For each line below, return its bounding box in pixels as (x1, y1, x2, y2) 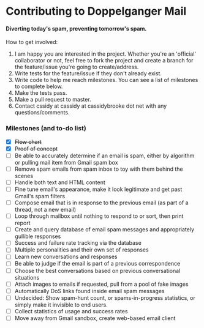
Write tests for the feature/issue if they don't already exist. (14, 70, 162, 77)
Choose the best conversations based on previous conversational (14, 267, 181, 274)
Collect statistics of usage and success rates (14, 307, 128, 315)
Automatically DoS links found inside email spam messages (14, 287, 165, 294)
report (14, 219, 31, 227)
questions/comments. (14, 109, 70, 116)
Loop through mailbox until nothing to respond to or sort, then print (14, 212, 184, 220)
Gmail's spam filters (14, 193, 66, 200)
